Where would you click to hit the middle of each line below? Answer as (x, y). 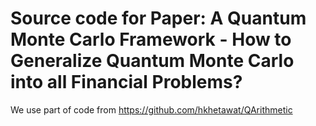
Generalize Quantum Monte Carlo (152, 61)
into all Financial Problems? (126, 82)
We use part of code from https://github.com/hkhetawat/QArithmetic (151, 109)
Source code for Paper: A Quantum (158, 18)
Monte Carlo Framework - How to (151, 39)
